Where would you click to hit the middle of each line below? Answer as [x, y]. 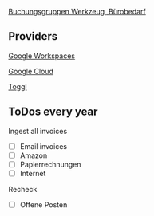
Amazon [34, 155]
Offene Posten [43, 204]
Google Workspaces [42, 56]
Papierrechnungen [50, 164]
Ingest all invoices [38, 131]
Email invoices [43, 146]
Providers [33, 36]
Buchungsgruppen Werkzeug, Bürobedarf [77, 12]
